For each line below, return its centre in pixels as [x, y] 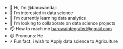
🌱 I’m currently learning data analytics [48, 18]
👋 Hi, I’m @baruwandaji [33, 8]
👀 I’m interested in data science [41, 13]
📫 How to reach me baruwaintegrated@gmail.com [61, 29]
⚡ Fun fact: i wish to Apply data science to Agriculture [64, 41]
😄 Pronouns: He [26, 36]
